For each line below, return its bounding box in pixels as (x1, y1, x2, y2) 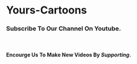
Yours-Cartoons (6, 4, 87, 17)
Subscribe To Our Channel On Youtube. (6, 25, 121, 33)
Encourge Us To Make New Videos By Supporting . (6, 51, 132, 59)
